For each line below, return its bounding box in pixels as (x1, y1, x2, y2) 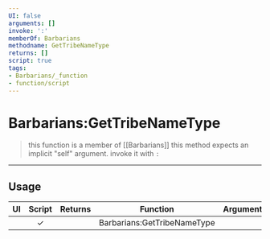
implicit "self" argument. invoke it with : (27, 149, 160, 159)
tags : (8, 64, 27, 72)
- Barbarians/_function (8, 72, 88, 80)
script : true (8, 57, 52, 65)
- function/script (8, 79, 70, 87)
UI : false (8, 11, 42, 20)
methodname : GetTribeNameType (8, 42, 110, 50)
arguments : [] (8, 19, 56, 27)
